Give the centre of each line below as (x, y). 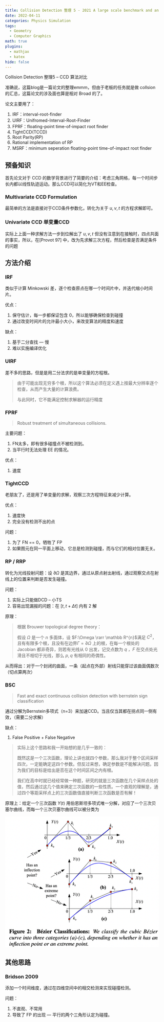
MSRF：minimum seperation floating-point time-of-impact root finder (82, 148)
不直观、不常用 (27, 1008)
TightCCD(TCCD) (30, 132)
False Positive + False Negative (43, 737)
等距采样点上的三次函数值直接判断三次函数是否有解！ (83, 793)
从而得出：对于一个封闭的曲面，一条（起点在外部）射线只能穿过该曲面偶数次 (82, 666)
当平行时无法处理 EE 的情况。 (42, 450)
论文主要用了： (20, 104)
